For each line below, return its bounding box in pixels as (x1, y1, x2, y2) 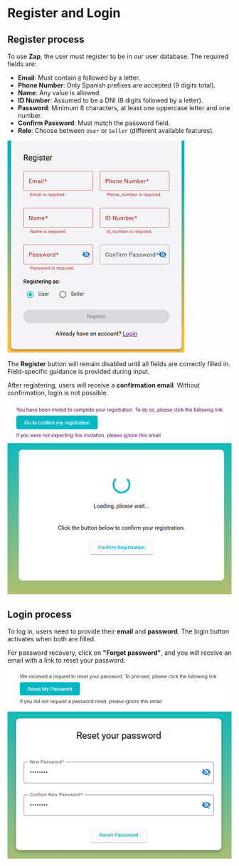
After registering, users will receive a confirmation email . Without (7, 381, 201, 389)
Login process (7, 608, 73, 620)
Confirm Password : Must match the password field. (17, 119, 171, 127)
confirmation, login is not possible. (7, 389, 109, 397)
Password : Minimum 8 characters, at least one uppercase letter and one (17, 104, 230, 112)
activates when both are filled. (7, 634, 96, 643)
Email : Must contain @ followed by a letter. (17, 73, 141, 82)
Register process (7, 33, 85, 46)
